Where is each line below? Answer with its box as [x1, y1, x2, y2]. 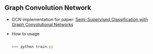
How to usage [11, 31, 40, 36]
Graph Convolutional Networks [11, 22, 73, 27]
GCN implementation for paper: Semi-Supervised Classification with [11, 16, 148, 22]
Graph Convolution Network [4, 4, 91, 12]
